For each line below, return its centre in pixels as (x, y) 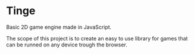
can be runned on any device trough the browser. (67, 45)
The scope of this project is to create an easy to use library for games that (97, 38)
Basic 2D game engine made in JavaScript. (59, 27)
